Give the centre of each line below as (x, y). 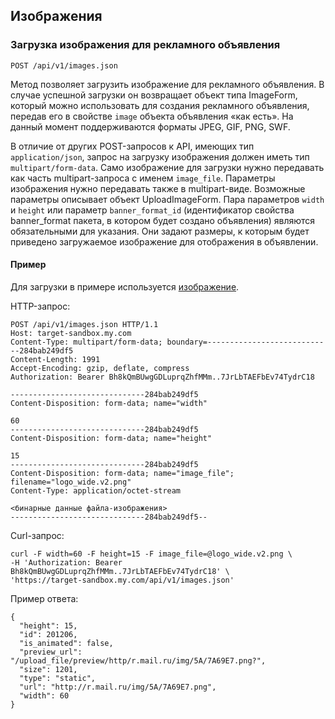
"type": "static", (58, 678)
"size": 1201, (48, 669)
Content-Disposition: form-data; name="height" (111, 438)
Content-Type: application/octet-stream (96, 490)
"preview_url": (51, 652)
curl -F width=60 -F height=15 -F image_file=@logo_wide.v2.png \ (151, 554)
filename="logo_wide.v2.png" (71, 482)
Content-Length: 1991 (55, 359)
